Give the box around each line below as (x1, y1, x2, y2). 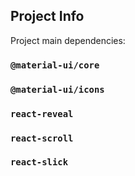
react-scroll (10, 132, 74, 144)
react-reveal (10, 108, 74, 119)
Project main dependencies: (10, 34, 126, 46)
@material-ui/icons (10, 84, 105, 95)
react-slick (10, 157, 69, 168)
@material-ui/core (10, 59, 100, 71)
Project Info (10, 8, 85, 25)
